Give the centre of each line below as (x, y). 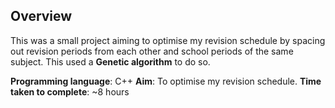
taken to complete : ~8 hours (70, 91)
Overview (41, 16)
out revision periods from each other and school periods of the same (152, 51)
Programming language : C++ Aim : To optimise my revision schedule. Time (166, 81)
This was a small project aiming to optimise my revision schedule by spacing (168, 40)
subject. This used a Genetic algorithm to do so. (110, 61)
